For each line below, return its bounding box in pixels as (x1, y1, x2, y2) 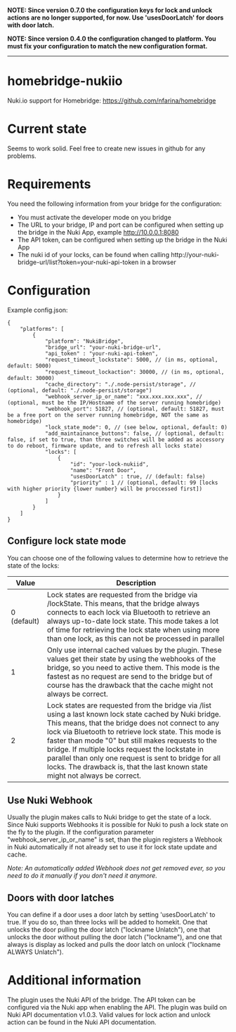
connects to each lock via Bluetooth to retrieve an (46, 607, 211, 617)
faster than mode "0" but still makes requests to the (46, 736, 218, 745)
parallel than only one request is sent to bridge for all (46, 753, 221, 763)
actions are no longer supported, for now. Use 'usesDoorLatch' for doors (7, 13, 224, 22)
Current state (7, 121, 87, 137)
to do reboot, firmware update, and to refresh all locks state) (7, 442, 202, 449)
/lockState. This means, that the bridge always (46, 599, 200, 608)
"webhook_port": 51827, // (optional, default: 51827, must (44, 405, 225, 412)
